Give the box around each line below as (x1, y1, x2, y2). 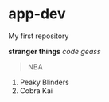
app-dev (8, 5, 66, 23)
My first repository (8, 31, 69, 41)
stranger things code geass (8, 46, 101, 56)
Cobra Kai (19, 85, 53, 96)
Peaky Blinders (19, 77, 69, 87)
